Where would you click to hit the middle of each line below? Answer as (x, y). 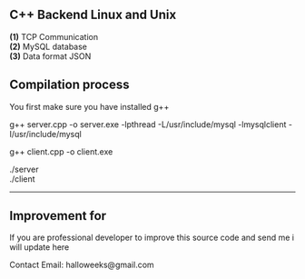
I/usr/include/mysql (45, 134)
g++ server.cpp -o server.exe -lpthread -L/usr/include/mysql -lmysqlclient (148, 124)
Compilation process (69, 85)
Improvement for (58, 216)
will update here (39, 247)
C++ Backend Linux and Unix (93, 15)
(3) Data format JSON (50, 56)
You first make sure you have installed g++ (89, 106)
